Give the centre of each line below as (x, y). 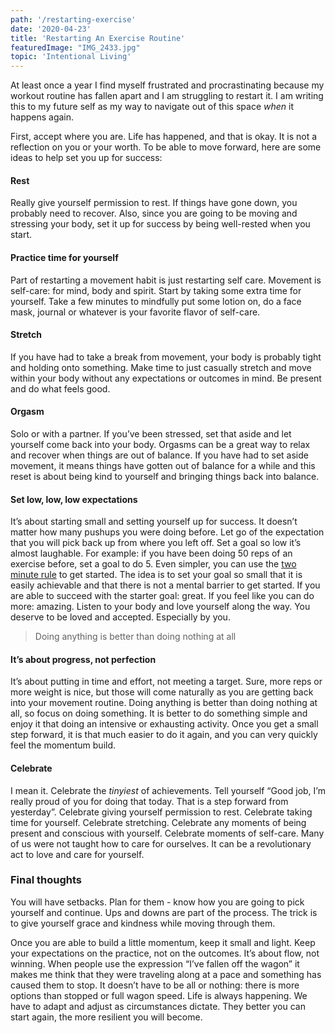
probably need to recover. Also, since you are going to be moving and (154, 213)
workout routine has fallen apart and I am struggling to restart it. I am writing (167, 96)
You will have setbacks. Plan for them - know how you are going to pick (157, 902)
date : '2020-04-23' (51, 29)
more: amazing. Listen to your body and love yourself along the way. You (160, 607)
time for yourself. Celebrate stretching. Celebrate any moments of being (158, 822)
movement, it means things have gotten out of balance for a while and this (163, 465)
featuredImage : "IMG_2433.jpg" (75, 47)
